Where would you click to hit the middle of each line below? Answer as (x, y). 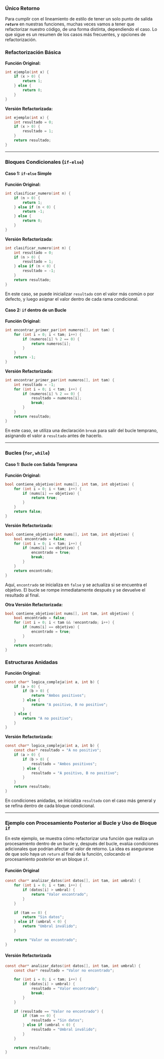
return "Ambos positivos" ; (59, 696)
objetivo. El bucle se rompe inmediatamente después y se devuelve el (75, 590)
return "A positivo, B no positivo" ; (70, 705)
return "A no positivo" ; (48, 718)
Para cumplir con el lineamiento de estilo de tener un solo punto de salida (79, 19)
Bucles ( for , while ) (28, 453)
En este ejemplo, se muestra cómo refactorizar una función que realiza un (79, 838)
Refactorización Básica (33, 52)
